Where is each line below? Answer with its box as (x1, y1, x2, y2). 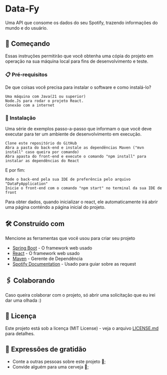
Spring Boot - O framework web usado (12, 245, 92, 251)
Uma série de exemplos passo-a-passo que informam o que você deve (5, 126, 152, 132)
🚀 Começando (5, 40, 50, 48)
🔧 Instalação (5, 114, 36, 121)
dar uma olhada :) (5, 297, 41, 303)
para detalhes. (5, 330, 35, 336)
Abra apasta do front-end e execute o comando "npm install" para (5, 154, 146, 159)
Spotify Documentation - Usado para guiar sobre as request (12, 261, 136, 267)
